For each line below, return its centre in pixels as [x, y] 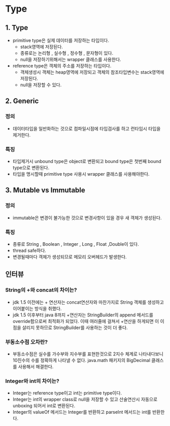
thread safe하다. [29, 250]
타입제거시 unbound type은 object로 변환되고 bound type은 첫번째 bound [87, 161]
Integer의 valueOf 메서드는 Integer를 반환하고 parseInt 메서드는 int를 [82, 412]
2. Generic [22, 101]
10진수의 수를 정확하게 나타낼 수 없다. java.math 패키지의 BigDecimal [81, 360]
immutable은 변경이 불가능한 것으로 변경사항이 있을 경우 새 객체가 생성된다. [87, 218]
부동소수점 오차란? [27, 342]
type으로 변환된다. [31, 168]
